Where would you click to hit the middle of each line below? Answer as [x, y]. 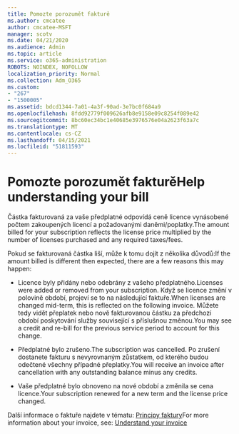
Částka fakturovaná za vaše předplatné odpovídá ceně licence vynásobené [118, 217]
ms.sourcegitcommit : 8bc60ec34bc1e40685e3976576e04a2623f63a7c [103, 120]
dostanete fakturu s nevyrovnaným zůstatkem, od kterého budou [113, 357]
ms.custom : [24, 87]
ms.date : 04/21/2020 [38, 41]
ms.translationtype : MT [43, 127]
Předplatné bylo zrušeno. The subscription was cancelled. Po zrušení [118, 350]
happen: [20, 269]
